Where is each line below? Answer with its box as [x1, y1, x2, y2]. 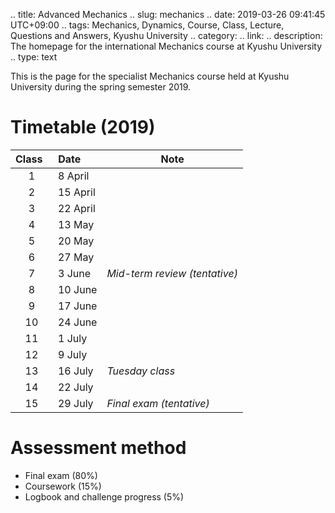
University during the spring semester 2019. [10, 81, 192, 93]
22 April [57, 201, 96, 215]
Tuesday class [106, 364, 176, 378]
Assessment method [10, 437, 187, 459]
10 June [57, 282, 98, 296]
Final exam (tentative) [106, 396, 210, 410]
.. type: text [10, 51, 58, 63]
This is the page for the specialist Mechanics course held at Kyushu [10, 70, 290, 82]
